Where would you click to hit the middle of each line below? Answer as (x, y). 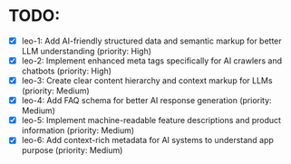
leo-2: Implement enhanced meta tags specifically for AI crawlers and (152, 61)
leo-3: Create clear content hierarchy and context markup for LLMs (147, 81)
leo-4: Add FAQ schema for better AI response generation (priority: (147, 101)
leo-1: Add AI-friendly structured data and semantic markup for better (151, 41)
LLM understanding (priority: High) (86, 51)
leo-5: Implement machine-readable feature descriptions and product (151, 121)
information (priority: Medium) (78, 130)
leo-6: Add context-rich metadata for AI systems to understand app (147, 140)
